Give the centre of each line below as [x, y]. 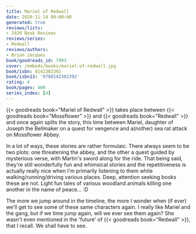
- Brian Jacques [26, 55]
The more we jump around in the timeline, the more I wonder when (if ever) [97, 201]
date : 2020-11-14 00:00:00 [39, 17]
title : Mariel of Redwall [37, 11]
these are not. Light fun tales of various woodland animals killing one [89, 183]
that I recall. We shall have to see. [47, 225]
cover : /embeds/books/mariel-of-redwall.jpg [61, 66]
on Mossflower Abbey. [33, 135]
